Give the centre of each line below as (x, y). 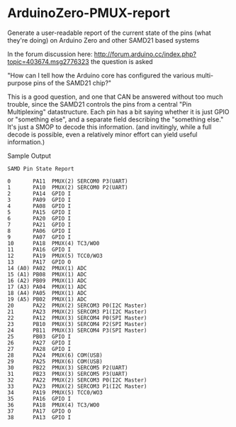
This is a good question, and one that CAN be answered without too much (115, 97)
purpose (19, 82)
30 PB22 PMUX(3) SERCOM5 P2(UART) (68, 367)
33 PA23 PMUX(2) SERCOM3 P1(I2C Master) (77, 386)
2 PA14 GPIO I (39, 193)
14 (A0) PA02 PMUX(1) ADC (47, 268)
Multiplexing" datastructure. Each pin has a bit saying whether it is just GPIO (118, 112)
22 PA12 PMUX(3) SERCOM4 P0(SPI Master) (77, 318)
